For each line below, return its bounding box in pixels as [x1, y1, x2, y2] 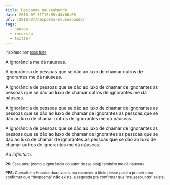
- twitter [10, 36, 31, 41]
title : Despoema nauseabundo [5, 7, 67, 13]
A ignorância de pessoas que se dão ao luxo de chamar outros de [5, 68, 144, 74]
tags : [5, 21, 17, 27]
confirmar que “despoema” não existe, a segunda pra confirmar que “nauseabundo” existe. [5, 174, 165, 180]
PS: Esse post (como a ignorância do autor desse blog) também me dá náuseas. [5, 161, 146, 166]
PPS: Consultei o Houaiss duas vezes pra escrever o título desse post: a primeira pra [5, 170, 154, 175]
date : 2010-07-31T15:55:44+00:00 [5, 12, 76, 17]
